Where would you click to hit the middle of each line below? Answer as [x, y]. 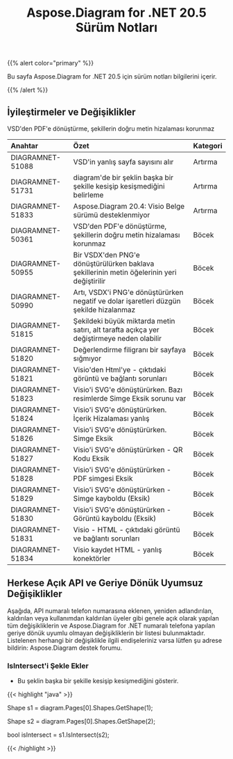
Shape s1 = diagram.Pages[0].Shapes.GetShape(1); [80, 708]
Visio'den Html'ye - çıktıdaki [120, 370]
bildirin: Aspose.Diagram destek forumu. [65, 648]
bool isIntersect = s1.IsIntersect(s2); [58, 735]
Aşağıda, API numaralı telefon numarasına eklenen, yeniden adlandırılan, [110, 611]
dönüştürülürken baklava [114, 264]
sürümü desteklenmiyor [112, 215]
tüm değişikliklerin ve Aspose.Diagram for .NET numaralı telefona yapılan [111, 625]
